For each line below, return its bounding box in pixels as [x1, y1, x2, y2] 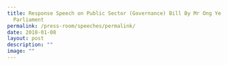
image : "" [7, 48, 35, 55]
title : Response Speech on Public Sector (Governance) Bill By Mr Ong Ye [7, 9, 222, 17]
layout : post [7, 35, 44, 42]
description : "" [7, 41, 53, 48]
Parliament [13, 16, 44, 23]
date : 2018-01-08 [7, 28, 57, 36]
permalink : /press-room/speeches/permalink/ [7, 22, 136, 29]
